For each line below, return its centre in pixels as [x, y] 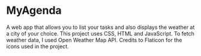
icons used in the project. [37, 46]
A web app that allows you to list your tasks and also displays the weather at [100, 27]
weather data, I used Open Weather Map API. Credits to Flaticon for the [94, 40]
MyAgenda [34, 11]
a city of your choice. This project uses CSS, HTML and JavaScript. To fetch [100, 33]
